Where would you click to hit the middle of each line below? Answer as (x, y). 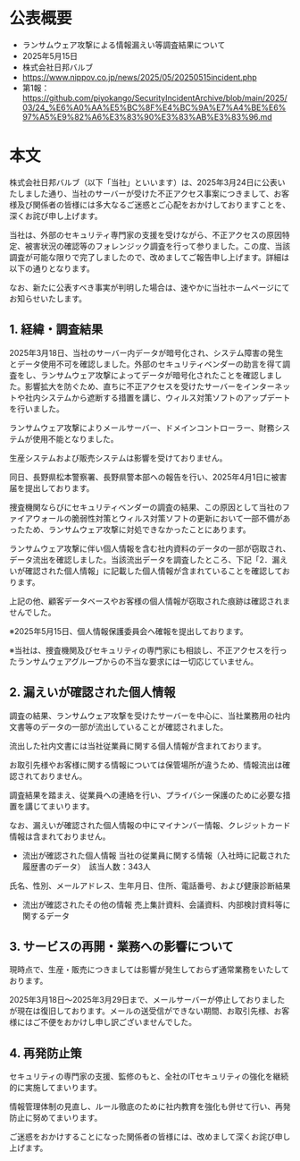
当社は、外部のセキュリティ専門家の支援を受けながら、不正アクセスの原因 (146, 234)
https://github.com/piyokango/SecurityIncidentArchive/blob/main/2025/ (154, 97)
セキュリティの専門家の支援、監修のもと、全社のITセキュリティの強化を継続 (149, 1076)
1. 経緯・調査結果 (56, 330)
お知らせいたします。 (48, 298)
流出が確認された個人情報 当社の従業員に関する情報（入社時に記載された (156, 855)
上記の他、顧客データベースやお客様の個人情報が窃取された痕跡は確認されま (150, 601)
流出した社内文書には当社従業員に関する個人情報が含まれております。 (137, 746)
